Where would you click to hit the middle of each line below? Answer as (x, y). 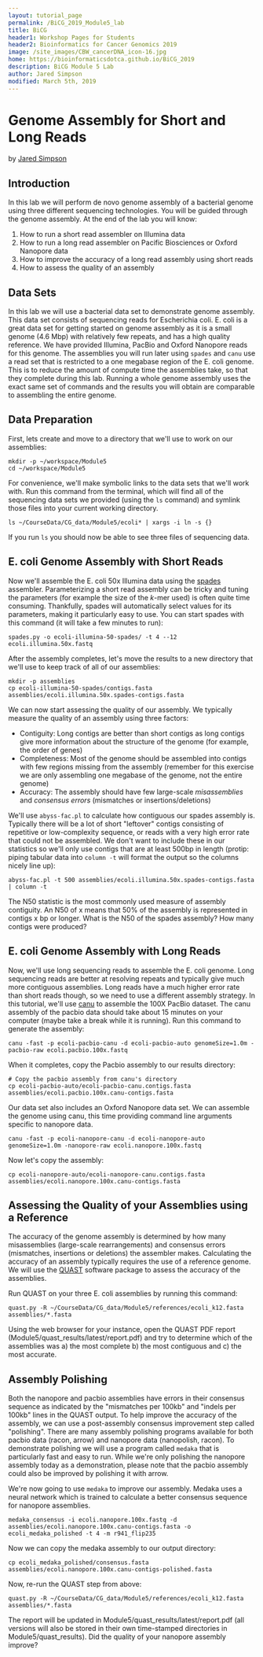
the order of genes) (51, 750)
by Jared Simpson (37, 159)
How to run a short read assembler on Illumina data (102, 234)
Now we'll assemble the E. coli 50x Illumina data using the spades (115, 581)
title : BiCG (27, 30)
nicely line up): (32, 865)
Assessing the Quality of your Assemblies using (128, 1205)
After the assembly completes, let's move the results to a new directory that (131, 659)
